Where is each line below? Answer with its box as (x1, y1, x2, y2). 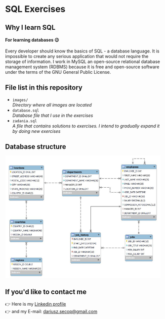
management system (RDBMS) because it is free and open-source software (5, 63, 160, 70)
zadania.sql (12, 118, 37, 123)
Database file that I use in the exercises (12, 112, 93, 118)
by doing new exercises (12, 128, 61, 134)
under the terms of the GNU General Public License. (5, 69, 111, 75)
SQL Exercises (5, 3, 66, 15)
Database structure (5, 142, 66, 151)
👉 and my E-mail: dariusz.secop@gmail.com (5, 309, 98, 315)
